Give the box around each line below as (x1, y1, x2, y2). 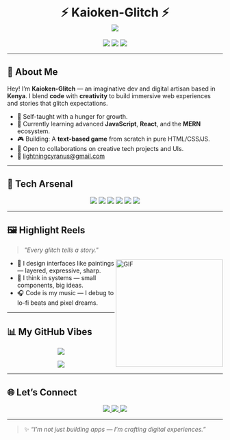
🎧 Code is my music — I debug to (16, 289, 114, 297)
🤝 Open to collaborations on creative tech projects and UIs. (16, 144, 184, 152)
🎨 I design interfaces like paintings (16, 259, 114, 268)
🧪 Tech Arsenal (7, 178, 73, 190)
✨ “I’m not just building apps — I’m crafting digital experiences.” (23, 426, 207, 433)
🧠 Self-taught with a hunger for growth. (16, 112, 128, 120)
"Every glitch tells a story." (23, 246, 99, 254)
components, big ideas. (16, 281, 84, 290)
